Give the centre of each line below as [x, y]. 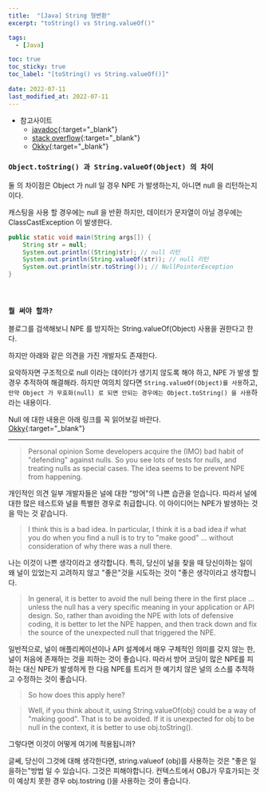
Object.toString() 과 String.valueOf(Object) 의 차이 [111, 167]
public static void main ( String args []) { [80, 237]
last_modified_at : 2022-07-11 [59, 97]
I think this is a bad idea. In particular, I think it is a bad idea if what [137, 529]
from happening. [55, 477]
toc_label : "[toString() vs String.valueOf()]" [89, 74]
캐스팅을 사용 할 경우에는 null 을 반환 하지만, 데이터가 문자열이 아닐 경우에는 [126, 212]
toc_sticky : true [37, 67]
